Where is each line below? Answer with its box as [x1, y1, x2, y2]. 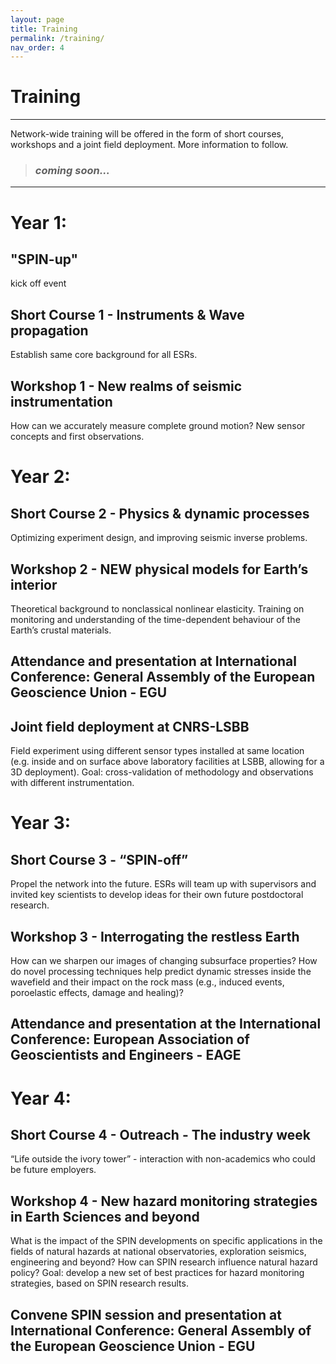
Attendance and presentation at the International [10, 1016, 322, 1033]
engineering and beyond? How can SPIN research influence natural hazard [10, 1256, 318, 1268]
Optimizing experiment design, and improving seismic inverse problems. [10, 532, 308, 544]
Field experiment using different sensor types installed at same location [10, 745, 305, 757]
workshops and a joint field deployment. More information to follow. [10, 139, 289, 151]
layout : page [10, 14, 65, 25]
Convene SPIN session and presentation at [10, 1306, 282, 1323]
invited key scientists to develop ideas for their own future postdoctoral [10, 889, 304, 901]
